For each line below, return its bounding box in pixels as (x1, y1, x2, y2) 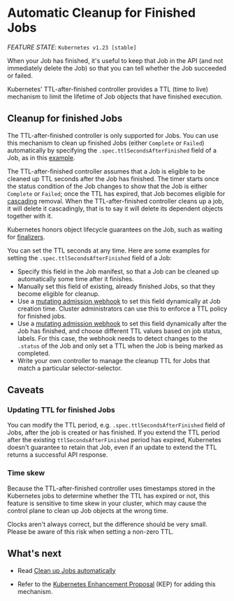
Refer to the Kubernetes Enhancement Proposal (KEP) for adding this (17, 579, 216, 588)
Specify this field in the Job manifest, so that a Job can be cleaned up (17, 267, 219, 276)
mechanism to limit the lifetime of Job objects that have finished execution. (7, 92, 223, 101)
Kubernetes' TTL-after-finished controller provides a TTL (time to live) (7, 85, 208, 93)
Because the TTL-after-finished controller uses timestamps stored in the (7, 484, 215, 493)
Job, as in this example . (7, 153, 75, 162)
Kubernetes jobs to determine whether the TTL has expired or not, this (7, 491, 210, 500)
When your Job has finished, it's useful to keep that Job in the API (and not (7, 56, 224, 64)
